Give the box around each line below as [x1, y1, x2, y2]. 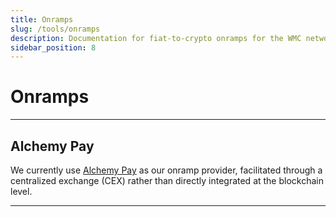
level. [10, 186, 33, 197]
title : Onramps [10, 14, 74, 25]
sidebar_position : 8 [10, 42, 97, 53]
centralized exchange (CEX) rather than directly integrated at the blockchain [10, 175, 324, 186]
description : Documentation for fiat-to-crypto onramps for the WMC [10, 33, 302, 43]
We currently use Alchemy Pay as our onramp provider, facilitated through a [10, 164, 323, 176]
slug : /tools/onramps [10, 24, 101, 34]
